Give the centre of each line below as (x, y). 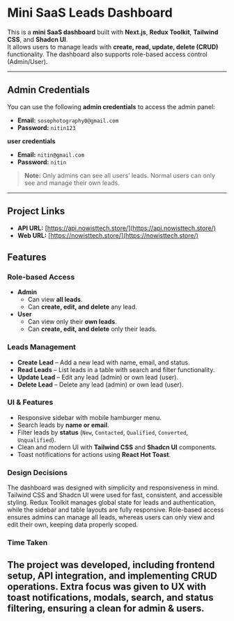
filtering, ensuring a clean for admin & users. (106, 609)
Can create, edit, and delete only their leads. (92, 329)
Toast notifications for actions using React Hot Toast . (94, 454)
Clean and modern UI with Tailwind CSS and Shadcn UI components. (117, 447)
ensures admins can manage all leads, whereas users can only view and (111, 517)
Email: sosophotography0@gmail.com (68, 120)
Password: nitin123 (46, 127)
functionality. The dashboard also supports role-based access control (107, 54)
